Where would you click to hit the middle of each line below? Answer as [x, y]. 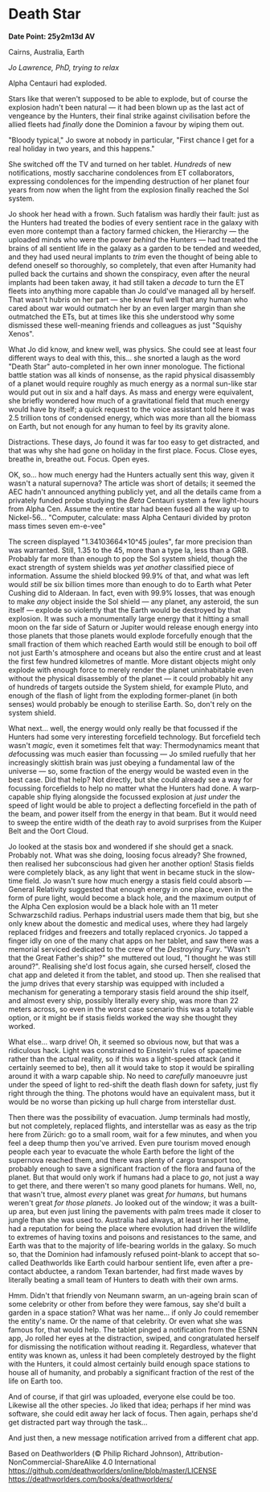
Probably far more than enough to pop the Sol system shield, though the [128, 558]
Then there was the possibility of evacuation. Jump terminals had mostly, [129, 1117]
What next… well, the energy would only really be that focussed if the [123, 728]
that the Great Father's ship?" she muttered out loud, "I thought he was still [132, 957]
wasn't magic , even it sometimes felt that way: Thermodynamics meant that [134, 745]
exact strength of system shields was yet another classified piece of [121, 567]
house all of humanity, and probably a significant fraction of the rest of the [131, 1372]
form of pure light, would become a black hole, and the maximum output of [132, 898]
